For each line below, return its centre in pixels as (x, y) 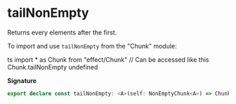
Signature (22, 80)
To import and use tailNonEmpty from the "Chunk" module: (92, 46)
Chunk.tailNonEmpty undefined (53, 67)
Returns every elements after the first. (62, 32)
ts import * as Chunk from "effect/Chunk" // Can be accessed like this (108, 59)
